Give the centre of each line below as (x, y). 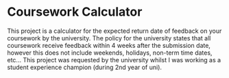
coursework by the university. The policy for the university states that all (109, 38)
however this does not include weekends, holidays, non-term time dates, (110, 53)
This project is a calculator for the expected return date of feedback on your (114, 31)
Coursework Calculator (75, 12)
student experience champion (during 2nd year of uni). (85, 67)
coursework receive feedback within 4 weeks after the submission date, (109, 45)
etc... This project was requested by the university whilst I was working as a (114, 60)
